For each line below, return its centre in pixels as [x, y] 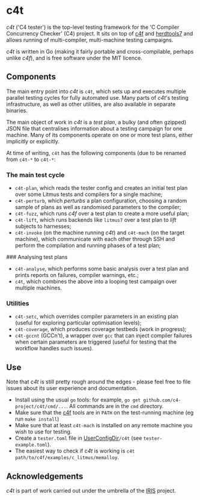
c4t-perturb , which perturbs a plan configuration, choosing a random [101, 201]
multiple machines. [38, 288]
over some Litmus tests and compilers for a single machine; [89, 194]
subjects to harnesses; [43, 227]
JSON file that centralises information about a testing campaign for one [94, 128]
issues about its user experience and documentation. [72, 388]
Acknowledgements [45, 476]
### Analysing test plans [37, 257]
